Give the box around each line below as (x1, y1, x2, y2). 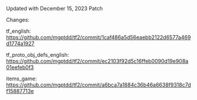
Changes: (6, 16, 29, 23)
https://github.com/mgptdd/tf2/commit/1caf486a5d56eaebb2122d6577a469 (6, 34, 191, 40)
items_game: (6, 75, 37, 82)
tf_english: (6, 27, 31, 35)
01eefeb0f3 (6, 64, 34, 71)
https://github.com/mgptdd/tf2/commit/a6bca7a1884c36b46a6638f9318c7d (6, 81, 191, 88)
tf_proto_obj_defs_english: (6, 51, 69, 58)
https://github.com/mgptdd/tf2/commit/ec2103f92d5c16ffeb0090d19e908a (6, 58, 189, 64)
